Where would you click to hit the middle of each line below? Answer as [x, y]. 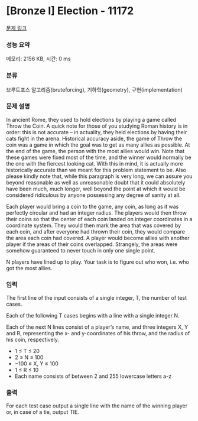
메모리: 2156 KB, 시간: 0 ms [38, 59]
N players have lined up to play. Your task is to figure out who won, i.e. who [98, 262]
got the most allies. [29, 268]
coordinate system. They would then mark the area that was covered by [94, 225]
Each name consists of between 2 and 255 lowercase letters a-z [93, 376]
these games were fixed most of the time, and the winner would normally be [99, 157]
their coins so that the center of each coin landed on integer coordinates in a [99, 219]
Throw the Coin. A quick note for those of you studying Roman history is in [97, 126]
